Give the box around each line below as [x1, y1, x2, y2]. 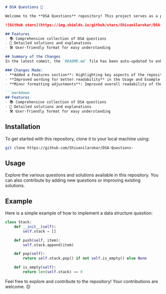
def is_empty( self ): [14, 265, 56, 270]
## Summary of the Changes [5, 54, 61, 59]
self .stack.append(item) [23, 243, 74, 247]
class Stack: [5, 220, 32, 225]
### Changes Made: [5, 67, 43, 73]
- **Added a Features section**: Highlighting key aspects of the [5, 72, 145, 77]
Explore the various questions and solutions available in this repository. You [5, 172, 159, 178]
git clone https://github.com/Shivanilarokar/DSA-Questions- [5, 145, 134, 150]
